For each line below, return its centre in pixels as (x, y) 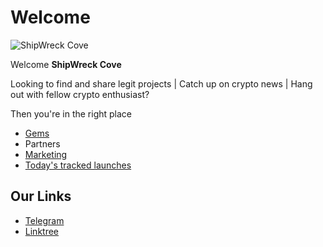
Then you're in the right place (71, 113)
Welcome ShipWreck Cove (66, 64)
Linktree (42, 231)
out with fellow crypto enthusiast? (80, 94)
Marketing (46, 154)
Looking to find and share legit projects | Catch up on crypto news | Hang (161, 83)
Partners (42, 143)
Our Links (41, 196)
